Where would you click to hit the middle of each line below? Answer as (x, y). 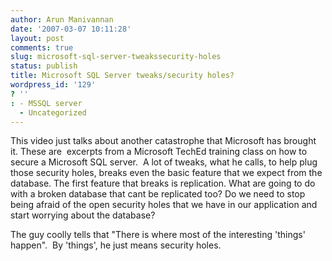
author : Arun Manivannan (62, 19)
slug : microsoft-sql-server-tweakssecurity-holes (116, 57)
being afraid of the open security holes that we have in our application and (164, 205)
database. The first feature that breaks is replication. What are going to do (163, 183)
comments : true (42, 47)
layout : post (37, 38)
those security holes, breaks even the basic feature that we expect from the (166, 173)
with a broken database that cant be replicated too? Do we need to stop (158, 194)
